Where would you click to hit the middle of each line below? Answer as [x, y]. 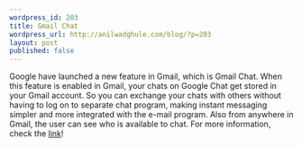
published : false [42, 51]
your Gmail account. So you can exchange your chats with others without [146, 96]
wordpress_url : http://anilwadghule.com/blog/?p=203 [110, 34]
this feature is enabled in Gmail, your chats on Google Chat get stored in [143, 86]
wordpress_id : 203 [44, 17]
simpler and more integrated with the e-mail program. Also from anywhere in [151, 115]
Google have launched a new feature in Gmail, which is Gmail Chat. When [146, 76]
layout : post [34, 43]
